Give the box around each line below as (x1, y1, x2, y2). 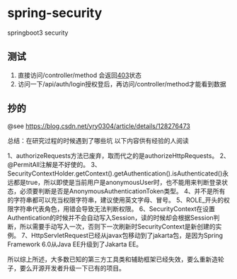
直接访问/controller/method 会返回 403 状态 (17, 71, 142, 79)
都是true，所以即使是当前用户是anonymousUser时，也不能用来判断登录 (13, 178, 222, 186)
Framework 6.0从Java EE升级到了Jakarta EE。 (7, 239, 143, 249)
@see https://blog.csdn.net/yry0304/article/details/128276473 (7, 122, 191, 130)
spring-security (7, 5, 103, 21)
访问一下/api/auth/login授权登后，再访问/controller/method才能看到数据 (17, 79, 226, 88)
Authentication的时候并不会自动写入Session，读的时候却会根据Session (7, 213, 214, 222)
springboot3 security (7, 28, 69, 37)
